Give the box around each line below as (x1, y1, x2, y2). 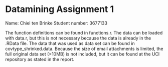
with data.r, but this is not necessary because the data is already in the (5, 35, 151, 41)
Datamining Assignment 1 (5, 3, 114, 15)
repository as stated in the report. (5, 56, 75, 62)
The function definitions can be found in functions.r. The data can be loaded (5, 29, 163, 35)
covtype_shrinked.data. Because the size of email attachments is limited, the (5, 45, 163, 51)
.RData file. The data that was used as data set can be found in (5, 40, 135, 46)
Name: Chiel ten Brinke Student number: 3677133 (5, 20, 108, 26)
